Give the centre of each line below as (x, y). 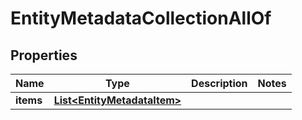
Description (219, 83)
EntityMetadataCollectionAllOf (141, 18)
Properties (44, 55)
